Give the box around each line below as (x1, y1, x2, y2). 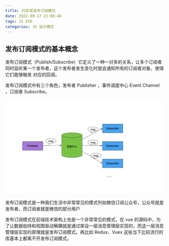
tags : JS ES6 (5, 19, 33, 24)
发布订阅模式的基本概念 (5, 44, 78, 53)
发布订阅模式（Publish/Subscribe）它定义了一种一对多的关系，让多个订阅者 (5, 59, 162, 65)
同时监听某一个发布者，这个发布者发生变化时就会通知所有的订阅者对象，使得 (5, 66, 164, 72)
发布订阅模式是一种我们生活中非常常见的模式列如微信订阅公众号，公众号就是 (5, 199, 164, 205)
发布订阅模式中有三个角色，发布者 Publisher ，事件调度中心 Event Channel (5, 82, 160, 88)
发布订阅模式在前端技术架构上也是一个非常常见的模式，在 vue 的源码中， (5, 216, 157, 222)
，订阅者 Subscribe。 (5, 89, 50, 95)
